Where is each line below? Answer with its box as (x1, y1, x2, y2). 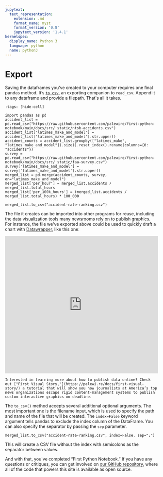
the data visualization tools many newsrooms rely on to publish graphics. (5, 216, 151, 222)
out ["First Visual (5, 382, 45, 387)
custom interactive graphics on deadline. (5, 394, 92, 399)
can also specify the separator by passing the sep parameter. (5, 424, 127, 429)
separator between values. (5, 447, 59, 453)
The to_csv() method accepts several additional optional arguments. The (5, 403, 151, 409)
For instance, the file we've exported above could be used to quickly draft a (5, 221, 156, 227)
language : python (9, 43, 45, 48)
